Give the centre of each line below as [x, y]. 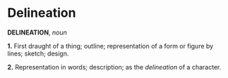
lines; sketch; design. [38, 53]
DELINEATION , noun [37, 32]
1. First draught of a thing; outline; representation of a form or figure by [110, 46]
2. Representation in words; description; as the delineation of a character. [114, 67]
